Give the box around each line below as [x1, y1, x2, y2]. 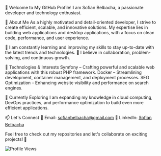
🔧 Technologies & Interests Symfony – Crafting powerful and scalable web [5, 64, 155, 70]
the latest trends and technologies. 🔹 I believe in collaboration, [5, 49, 131, 55]
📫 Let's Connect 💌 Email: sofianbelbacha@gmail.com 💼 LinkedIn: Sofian [5, 115, 152, 120]
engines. [5, 85, 23, 90]
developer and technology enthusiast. [5, 10, 82, 16]
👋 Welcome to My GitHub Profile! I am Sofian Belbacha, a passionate [5, 5, 144, 10]
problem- [132, 49, 151, 55]
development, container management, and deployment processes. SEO [5, 75, 150, 80]
